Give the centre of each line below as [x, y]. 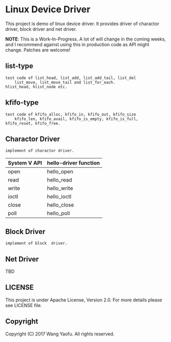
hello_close [60, 205]
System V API [25, 163]
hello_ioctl [59, 197]
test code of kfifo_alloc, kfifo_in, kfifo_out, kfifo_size [71, 114]
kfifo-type [22, 103]
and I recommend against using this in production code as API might [77, 44]
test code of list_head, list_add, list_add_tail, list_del [71, 78]
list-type [19, 66]
